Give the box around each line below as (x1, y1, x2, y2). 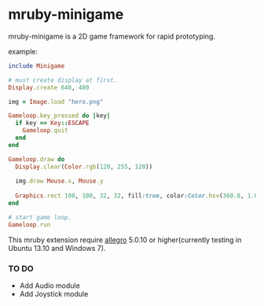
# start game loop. (8, 213, 72, 221)
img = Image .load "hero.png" (8, 98, 104, 105)
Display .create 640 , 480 (8, 83, 90, 91)
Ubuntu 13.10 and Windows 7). (8, 243, 106, 253)
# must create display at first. (8, 76, 118, 84)
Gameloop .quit (22, 127, 68, 135)
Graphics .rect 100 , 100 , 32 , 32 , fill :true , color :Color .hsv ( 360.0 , (15, 192, 244, 200)
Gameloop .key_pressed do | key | (8, 112, 111, 120)
